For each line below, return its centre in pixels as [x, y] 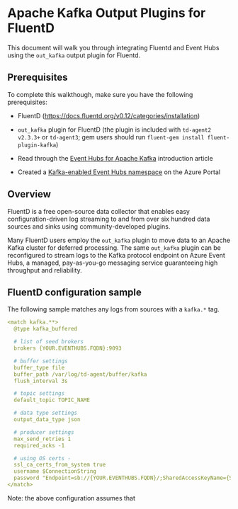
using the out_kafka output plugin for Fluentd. [74, 55]
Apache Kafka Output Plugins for [107, 13]
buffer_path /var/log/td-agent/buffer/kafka [80, 374]
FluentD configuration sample [74, 292]
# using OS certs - [42, 458]
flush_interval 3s [41, 381]
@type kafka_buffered [46, 329]
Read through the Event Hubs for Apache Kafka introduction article [115, 158]
